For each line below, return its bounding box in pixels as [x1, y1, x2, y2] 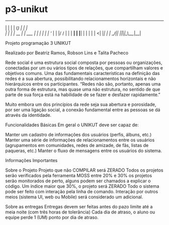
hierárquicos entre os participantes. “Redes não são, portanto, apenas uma [5, 81, 161, 87]
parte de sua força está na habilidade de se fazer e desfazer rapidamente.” [5, 92, 161, 98]
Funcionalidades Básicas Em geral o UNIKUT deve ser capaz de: [5, 122, 139, 128]
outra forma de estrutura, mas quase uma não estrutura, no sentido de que [5, 86, 160, 92]
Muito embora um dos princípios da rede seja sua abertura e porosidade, [5, 101, 156, 107]
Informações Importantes [5, 157, 58, 163]
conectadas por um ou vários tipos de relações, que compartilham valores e [5, 64, 163, 71]
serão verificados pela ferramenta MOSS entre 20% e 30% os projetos [5, 172, 152, 178]
